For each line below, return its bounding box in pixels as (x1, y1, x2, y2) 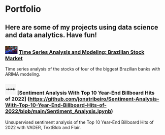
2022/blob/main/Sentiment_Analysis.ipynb (5, 108, 111, 115)
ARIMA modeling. (5, 71, 40, 77)
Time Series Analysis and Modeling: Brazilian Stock (19, 48, 145, 55)
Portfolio (5, 3, 41, 15)
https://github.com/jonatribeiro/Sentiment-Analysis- (29, 96, 160, 102)
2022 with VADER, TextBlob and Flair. (5, 124, 81, 130)
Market (5, 55, 23, 62)
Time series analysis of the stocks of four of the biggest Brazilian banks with (5, 66, 161, 72)
